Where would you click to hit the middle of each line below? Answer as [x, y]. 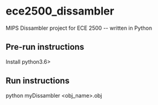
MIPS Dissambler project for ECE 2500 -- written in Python [79, 28]
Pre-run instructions [45, 47]
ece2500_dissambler [60, 11]
